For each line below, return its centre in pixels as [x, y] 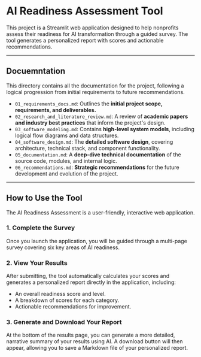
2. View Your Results [37, 263]
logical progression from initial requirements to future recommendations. [96, 92]
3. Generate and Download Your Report [64, 322]
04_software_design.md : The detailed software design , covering [94, 141]
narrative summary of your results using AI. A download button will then [95, 341]
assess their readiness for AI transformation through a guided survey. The [97, 34]
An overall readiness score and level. [60, 294]
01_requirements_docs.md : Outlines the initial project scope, [89, 104]
